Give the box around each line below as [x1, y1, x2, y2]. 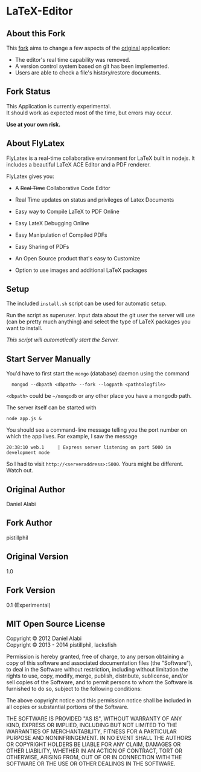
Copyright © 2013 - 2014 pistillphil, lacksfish [6, 641, 117, 648]
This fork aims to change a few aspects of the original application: [6, 44, 171, 51]
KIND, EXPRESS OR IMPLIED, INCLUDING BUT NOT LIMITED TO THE [6, 722, 177, 729]
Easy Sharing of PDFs [14, 243, 69, 250]
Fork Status [6, 87, 51, 97]
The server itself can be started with [6, 404, 97, 411]
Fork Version [6, 586, 56, 596]
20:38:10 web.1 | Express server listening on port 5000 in [6, 444, 171, 450]
